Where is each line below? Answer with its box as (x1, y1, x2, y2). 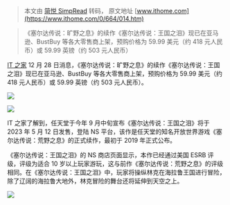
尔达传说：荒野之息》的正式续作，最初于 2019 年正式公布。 (7, 136, 177, 144)
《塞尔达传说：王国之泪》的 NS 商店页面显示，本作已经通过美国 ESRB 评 (7, 151, 214, 159)
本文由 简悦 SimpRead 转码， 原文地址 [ (24, 7, 137, 15)
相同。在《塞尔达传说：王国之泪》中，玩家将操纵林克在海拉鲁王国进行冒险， (7, 168, 226, 176)
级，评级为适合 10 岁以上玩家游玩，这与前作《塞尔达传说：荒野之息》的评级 (7, 159, 224, 168)
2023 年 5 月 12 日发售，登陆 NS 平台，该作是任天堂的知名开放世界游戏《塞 (7, 127, 223, 136)
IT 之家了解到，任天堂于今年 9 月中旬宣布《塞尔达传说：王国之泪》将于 (7, 119, 210, 127)
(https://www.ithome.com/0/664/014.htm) (24, 15, 144, 23)
